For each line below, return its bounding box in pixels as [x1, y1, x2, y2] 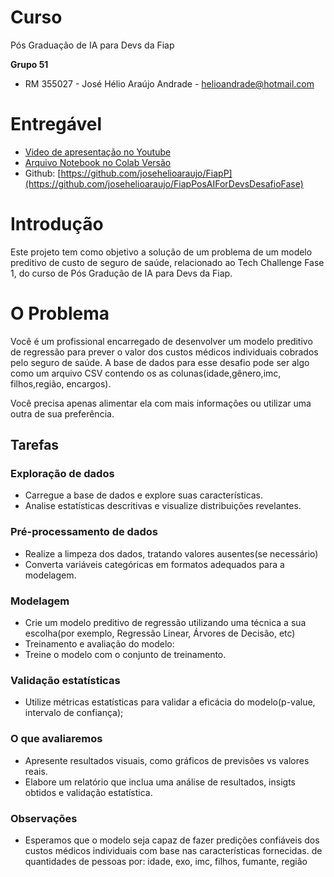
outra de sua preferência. [10, 407, 115, 420]
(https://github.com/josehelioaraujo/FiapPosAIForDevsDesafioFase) [24, 177, 304, 190]
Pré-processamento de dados [10, 525, 158, 539]
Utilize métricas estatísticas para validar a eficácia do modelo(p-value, [24, 696, 316, 708]
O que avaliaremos [10, 732, 103, 746]
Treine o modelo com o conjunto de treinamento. [24, 649, 227, 661]
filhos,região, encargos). [10, 377, 112, 390]
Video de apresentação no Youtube [24, 146, 172, 158]
